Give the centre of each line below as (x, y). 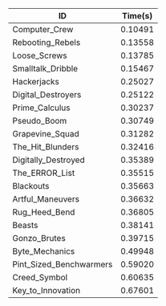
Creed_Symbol (40, 277)
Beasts (25, 225)
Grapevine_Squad (46, 134)
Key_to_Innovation (47, 290)
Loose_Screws (40, 55)
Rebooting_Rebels (47, 42)
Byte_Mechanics (44, 251)
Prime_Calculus (41, 108)
